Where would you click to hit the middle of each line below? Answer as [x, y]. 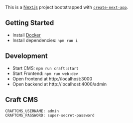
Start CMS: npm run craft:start [45, 68]
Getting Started [30, 23]
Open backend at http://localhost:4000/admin [60, 84]
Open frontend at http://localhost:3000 [52, 78]
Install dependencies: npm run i [45, 40]
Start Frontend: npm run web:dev [45, 73]
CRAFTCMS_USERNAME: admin [32, 111]
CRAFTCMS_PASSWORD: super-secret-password [50, 115]
